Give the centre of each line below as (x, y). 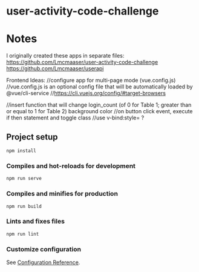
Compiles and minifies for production (62, 194)
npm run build (24, 206)
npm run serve (24, 179)
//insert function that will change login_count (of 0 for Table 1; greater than (99, 105)
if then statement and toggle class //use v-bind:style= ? (75, 118)
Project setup (32, 137)
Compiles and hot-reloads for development (71, 166)
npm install (21, 151)
